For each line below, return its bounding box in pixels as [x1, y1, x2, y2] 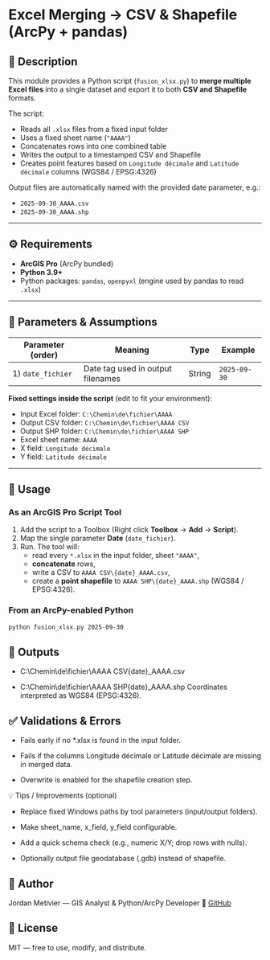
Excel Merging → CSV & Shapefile [8, 6, 238, 24]
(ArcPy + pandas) [8, 23, 129, 41]
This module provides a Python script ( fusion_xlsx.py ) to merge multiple [8, 76, 252, 85]
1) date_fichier [12, 367, 73, 379]
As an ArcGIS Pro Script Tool [8, 507, 122, 518]
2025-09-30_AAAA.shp [19, 208, 89, 216]
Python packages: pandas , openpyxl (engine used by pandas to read [19, 276, 243, 285]
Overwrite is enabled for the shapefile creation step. [19, 775, 193, 785]
